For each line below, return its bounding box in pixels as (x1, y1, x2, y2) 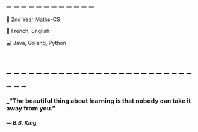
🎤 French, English (6, 27, 50, 34)
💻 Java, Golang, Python (6, 39, 67, 46)
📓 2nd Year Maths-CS (6, 16, 60, 23)
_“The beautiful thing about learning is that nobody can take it (6, 97, 191, 105)
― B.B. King (6, 119, 37, 126)
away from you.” (6, 104, 56, 113)
